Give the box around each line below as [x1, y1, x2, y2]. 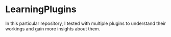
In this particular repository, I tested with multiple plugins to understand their [5, 20, 166, 26]
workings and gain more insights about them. [5, 25, 101, 31]
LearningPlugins [5, 4, 77, 15]
